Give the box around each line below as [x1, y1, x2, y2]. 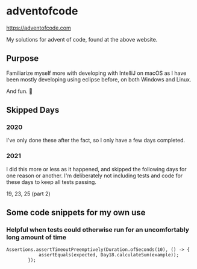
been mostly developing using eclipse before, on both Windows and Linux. [6, 75, 192, 83]
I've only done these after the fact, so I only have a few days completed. [6, 137, 186, 144]
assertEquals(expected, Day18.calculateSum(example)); [38, 252, 180, 258]
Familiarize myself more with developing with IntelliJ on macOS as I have [6, 69, 187, 77]
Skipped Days [6, 105, 60, 115]
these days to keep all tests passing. [6, 178, 96, 185]
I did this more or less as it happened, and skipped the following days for [6, 165, 187, 172]
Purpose [6, 53, 39, 64]
